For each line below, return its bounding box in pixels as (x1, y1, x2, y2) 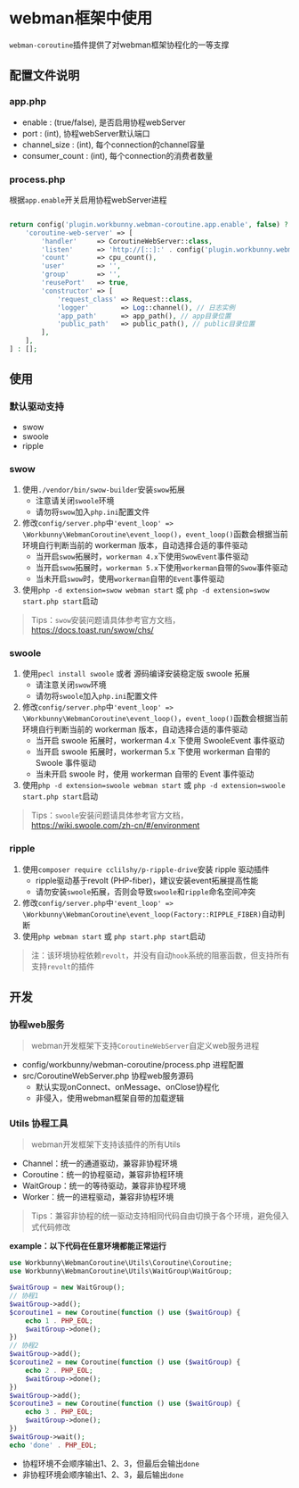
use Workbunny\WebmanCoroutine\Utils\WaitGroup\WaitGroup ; (9, 1267, 233, 1276)
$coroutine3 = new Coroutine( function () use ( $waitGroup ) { (9, 1399, 241, 1409)
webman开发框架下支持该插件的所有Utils (30, 1139, 181, 1150)
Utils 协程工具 (9, 1118, 69, 1130)
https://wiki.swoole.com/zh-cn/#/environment (30, 820, 200, 831)
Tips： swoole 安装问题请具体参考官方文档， (30, 810, 189, 821)
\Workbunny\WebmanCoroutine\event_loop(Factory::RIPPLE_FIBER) (21, 910, 263, 919)
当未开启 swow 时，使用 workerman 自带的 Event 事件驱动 (35, 573, 225, 584)
